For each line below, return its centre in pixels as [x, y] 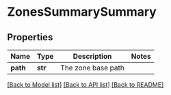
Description [92, 56]
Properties [30, 37]
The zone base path [92, 68]
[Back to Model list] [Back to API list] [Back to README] [85, 85]
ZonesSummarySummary [82, 12]
